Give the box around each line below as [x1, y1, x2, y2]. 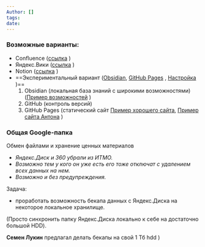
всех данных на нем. [15, 166, 70, 174]
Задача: [6, 185, 27, 193]
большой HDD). [6, 221, 47, 229]
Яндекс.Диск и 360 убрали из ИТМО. [15, 153, 113, 161]
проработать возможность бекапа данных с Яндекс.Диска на [15, 197, 177, 204]
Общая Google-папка [6, 128, 73, 136]
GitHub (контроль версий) [24, 100, 93, 107]
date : [6, 20, 20, 26]
